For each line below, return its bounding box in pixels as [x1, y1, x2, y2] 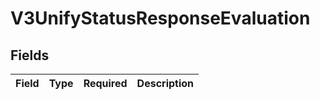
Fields [10, 47, 50, 64]
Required [83, 77, 128, 90]
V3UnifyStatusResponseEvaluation [10, 7, 311, 30]
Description [136, 77, 195, 90]
